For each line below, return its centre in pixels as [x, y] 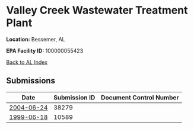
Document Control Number [140, 97]
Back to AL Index [27, 62]
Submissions [31, 81]
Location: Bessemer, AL [36, 39]
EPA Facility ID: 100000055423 [45, 50]
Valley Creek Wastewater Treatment [97, 10]
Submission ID [74, 97]
